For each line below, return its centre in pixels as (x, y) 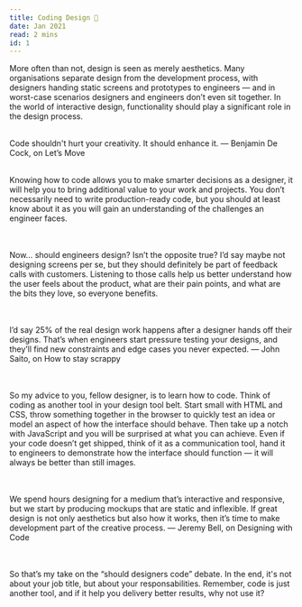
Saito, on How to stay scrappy (65, 359)
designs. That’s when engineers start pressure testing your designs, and (143, 340)
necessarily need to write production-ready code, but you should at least (145, 199)
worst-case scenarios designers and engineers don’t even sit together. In (145, 97)
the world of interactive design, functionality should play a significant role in (150, 107)
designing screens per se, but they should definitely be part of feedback (144, 265)
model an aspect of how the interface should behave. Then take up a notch (149, 424)
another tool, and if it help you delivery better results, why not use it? (137, 593)
